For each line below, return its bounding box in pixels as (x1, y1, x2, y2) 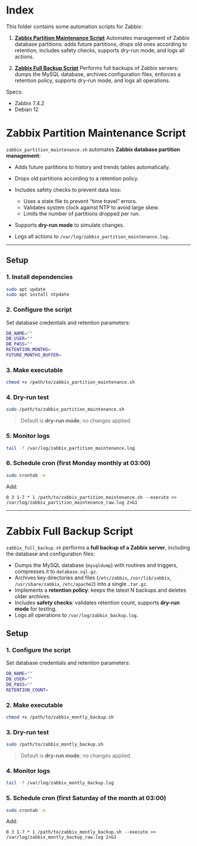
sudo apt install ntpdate (6, 292, 69, 298)
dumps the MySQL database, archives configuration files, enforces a (14, 70, 181, 77)
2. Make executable (6, 701, 63, 709)
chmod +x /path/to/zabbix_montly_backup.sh (6, 714, 114, 720)
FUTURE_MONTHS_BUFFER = (6, 352, 62, 358)
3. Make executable (6, 366, 63, 374)
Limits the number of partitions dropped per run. (23, 210, 141, 217)
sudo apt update (6, 286, 46, 292)
